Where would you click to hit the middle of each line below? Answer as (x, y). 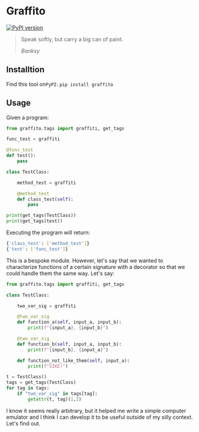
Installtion (25, 70)
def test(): (21, 156)
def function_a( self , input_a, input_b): (69, 322)
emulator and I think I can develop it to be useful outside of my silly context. (99, 417)
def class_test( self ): (45, 199)
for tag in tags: (28, 388)
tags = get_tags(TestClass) (41, 383)
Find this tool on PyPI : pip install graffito (60, 84)
